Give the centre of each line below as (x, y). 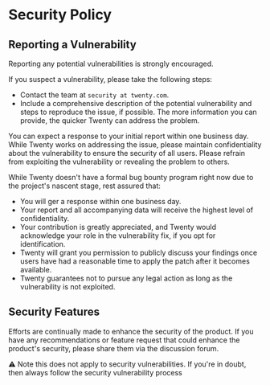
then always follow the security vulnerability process (95, 372)
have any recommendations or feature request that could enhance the (124, 340)
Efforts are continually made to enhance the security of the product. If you (131, 331)
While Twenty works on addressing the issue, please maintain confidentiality (135, 145)
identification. (43, 244)
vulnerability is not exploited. (67, 287)
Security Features (54, 312)
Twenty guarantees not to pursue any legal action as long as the (126, 278)
